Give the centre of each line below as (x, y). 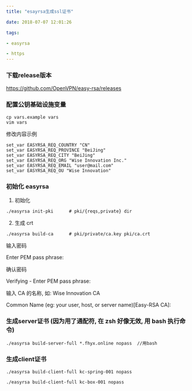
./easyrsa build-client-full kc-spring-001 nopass (69, 372)
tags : (13, 33)
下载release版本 (29, 76)
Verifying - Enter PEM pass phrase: (48, 281)
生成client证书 (26, 359)
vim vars (17, 122)
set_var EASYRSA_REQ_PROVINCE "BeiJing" (56, 150)
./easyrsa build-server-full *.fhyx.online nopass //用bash (82, 344)
